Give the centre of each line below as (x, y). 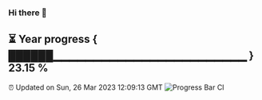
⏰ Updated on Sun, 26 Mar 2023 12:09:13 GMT (86, 87)
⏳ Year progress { (53, 39)
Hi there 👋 (28, 13)
